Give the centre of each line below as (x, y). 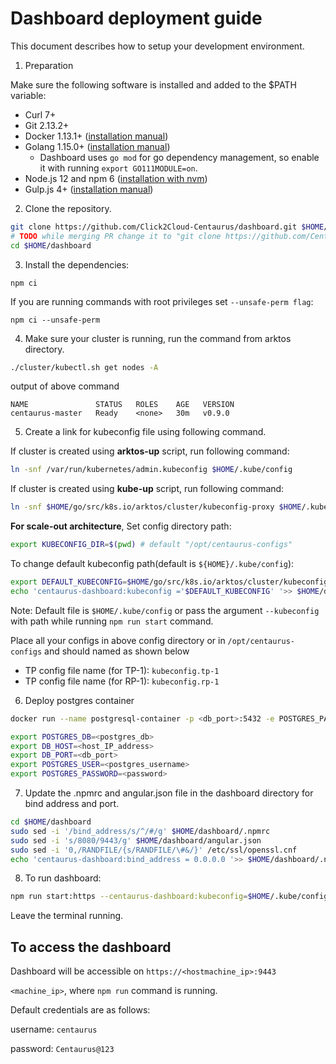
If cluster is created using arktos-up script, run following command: (150, 451)
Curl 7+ (40, 114)
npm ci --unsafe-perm (55, 320)
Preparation (49, 65)
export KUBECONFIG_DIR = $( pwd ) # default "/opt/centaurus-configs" (151, 545)
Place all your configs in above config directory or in (118, 640)
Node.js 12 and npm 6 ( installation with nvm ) (116, 178)
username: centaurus (54, 1029)
